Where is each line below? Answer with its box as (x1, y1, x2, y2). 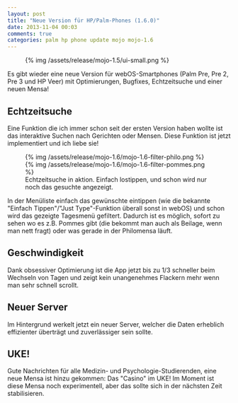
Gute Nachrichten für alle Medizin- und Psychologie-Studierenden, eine (7, 367, 217, 375)
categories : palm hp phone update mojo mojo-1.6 (7, 37, 154, 44)
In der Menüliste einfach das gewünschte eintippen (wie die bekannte (7, 196, 211, 205)
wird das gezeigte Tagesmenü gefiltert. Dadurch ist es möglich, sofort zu (7, 211, 220, 220)
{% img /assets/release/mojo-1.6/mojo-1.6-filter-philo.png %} (25, 153, 205, 161)
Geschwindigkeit (7, 247, 84, 259)
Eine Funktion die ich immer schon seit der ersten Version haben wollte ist (7, 124, 223, 132)
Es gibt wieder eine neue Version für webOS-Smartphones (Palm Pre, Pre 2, (7, 70, 229, 78)
